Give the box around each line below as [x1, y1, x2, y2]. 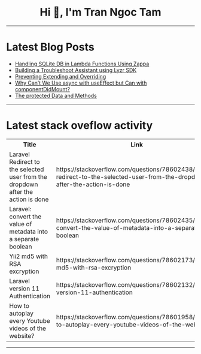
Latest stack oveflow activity [6, 119, 153, 133]
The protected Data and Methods [14, 92, 98, 99]
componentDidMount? [14, 85, 71, 92]
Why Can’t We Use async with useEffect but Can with [14, 79, 147, 86]
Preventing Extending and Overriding [14, 73, 106, 80]
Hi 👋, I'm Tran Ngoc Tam [39, 5, 162, 19]
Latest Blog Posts [6, 40, 95, 54]
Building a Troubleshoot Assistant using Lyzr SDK [14, 66, 137, 74]
